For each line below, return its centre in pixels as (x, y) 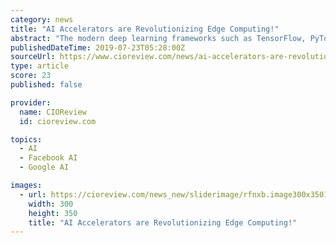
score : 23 (31, 76)
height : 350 (53, 213)
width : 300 (51, 204)
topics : (26, 139)
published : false (46, 85)
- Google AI (44, 167)
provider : (31, 102)
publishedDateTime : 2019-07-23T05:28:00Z (98, 47)
